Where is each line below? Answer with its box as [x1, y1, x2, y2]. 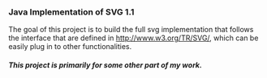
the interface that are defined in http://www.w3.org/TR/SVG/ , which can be [8, 33, 259, 43]
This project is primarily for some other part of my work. [8, 60, 203, 70]
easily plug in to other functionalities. [8, 42, 132, 51]
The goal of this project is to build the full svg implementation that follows [8, 25, 254, 35]
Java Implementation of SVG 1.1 [8, 6, 135, 18]
